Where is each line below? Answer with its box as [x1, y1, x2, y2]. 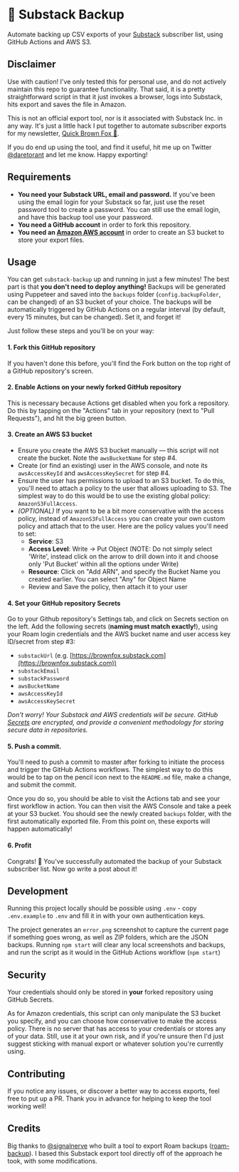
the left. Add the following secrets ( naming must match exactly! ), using [7, 622, 218, 631]
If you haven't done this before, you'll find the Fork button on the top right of [7, 359, 231, 367]
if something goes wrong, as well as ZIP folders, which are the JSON [7, 933, 208, 942]
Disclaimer [7, 58, 56, 71]
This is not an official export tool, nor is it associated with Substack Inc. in [7, 113, 223, 122]
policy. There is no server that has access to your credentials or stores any [7, 1024, 226, 1033]
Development [7, 885, 69, 897]
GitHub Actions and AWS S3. [7, 37, 92, 46]
